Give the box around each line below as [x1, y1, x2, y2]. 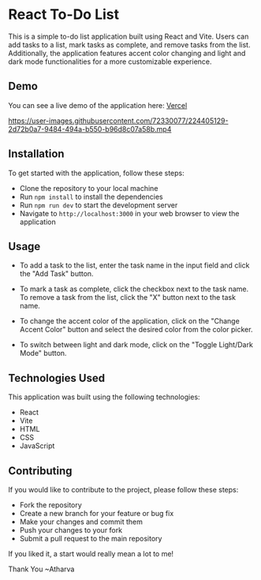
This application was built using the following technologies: [8, 392, 200, 402]
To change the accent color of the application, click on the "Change [19, 316, 240, 326]
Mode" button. [19, 349, 67, 358]
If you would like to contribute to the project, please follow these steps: [8, 485, 239, 494]
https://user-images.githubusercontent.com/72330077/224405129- [8, 116, 229, 125]
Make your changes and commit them [19, 517, 144, 526]
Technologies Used [8, 371, 105, 384]
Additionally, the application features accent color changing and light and [8, 48, 246, 58]
